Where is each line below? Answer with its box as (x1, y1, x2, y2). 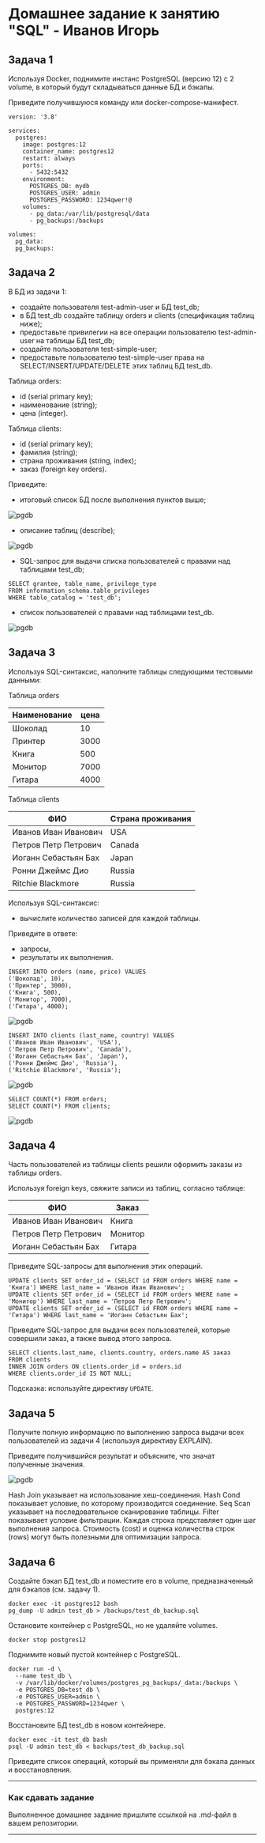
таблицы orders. (8, 1168, 62, 1178)
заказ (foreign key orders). (19, 464, 107, 474)
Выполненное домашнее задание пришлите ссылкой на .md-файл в (8, 1810, 237, 1819)
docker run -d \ (8, 1665, 62, 1673)
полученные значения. (8, 1460, 85, 1469)
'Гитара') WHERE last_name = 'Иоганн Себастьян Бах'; (8, 1312, 189, 1320)
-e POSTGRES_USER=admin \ (15, 1693, 101, 1701)
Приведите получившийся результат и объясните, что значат (8, 1452, 215, 1461)
